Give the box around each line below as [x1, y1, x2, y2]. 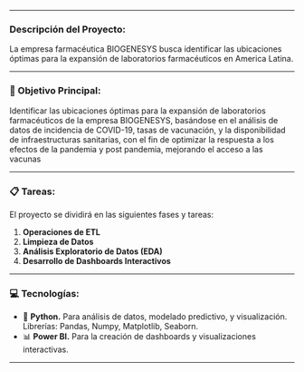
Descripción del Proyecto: [9, 23, 127, 35]
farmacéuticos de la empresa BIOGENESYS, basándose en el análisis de [9, 114, 279, 125]
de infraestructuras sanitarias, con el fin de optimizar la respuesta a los [9, 133, 274, 145]
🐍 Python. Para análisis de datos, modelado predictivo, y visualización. [22, 311, 288, 322]
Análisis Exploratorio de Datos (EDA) [22, 246, 163, 257]
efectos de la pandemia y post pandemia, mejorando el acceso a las [9, 143, 264, 154]
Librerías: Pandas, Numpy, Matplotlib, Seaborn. [22, 321, 199, 332]
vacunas [9, 153, 42, 164]
